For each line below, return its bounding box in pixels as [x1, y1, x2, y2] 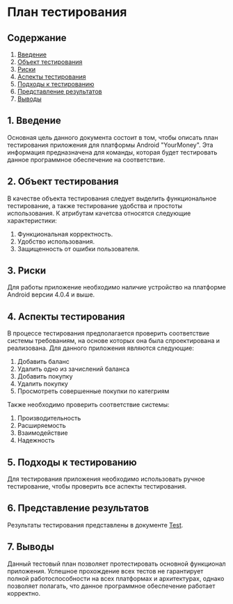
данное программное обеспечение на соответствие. [7, 155, 166, 164]
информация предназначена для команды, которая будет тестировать [7, 148, 218, 157]
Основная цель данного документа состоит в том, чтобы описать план [7, 133, 218, 141]
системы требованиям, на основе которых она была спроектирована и [7, 337, 220, 345]
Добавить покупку [17, 372, 73, 381]
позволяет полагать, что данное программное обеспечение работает [7, 582, 216, 590]
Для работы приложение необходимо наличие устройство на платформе [7, 283, 226, 292]
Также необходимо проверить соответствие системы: [7, 401, 170, 409]
